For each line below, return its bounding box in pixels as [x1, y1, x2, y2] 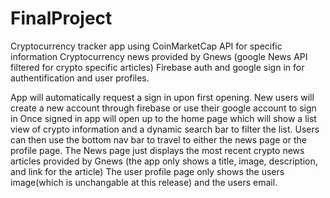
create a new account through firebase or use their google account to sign [10, 102, 317, 114]
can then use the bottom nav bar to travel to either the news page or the [10, 133, 307, 146]
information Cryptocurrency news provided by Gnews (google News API [10, 50, 308, 62]
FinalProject [10, 7, 113, 30]
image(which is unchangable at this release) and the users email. [10, 176, 278, 188]
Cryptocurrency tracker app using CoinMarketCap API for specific [10, 40, 283, 52]
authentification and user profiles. [10, 72, 150, 84]
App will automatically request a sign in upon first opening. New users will [10, 91, 315, 103]
